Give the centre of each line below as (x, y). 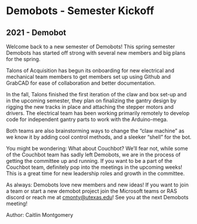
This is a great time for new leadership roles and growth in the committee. (96, 173)
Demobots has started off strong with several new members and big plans (96, 53)
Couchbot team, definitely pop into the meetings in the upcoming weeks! (94, 167)
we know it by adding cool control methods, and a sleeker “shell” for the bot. (99, 137)
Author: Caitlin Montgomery (40, 215)
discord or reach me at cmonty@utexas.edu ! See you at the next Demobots (97, 197)
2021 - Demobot (36, 33)
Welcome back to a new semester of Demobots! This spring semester (91, 46)
